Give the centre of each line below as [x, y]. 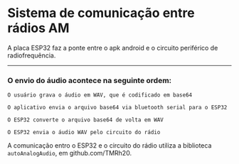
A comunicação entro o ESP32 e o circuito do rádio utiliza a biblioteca [110, 146]
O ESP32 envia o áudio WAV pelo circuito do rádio [84, 133]
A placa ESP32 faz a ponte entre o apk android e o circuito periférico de [113, 48]
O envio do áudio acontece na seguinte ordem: [90, 80]
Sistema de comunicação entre [101, 13]
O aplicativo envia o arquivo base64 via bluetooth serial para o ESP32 [117, 108]
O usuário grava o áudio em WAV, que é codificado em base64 [100, 95]
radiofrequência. [32, 55]
